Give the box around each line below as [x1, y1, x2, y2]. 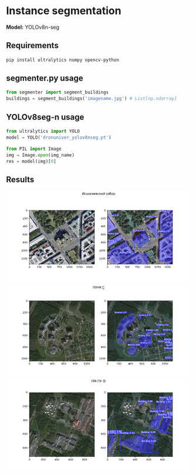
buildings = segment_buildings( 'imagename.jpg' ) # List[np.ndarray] [6, 96, 177, 102]
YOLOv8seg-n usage [6, 112, 85, 122]
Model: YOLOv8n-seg [6, 24, 60, 31]
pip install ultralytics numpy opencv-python [6, 57, 119, 63]
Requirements [6, 41, 59, 51]
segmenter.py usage [6, 73, 83, 83]
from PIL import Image [6, 146, 62, 152]
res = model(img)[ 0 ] [6, 158, 57, 164]
